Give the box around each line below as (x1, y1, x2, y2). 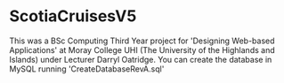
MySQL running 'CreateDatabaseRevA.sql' (9, 64, 165, 74)
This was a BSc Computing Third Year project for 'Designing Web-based (9, 35, 275, 46)
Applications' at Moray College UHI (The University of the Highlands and (9, 44, 275, 55)
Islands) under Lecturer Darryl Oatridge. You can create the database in (9, 54, 272, 64)
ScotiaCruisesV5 (9, 6, 137, 26)
